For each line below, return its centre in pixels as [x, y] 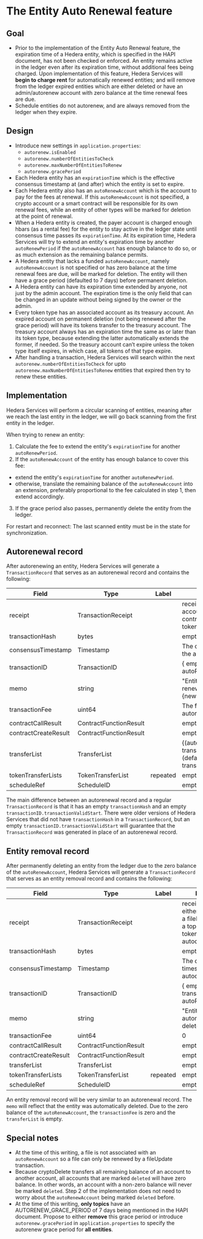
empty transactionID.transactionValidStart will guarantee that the [91, 826]
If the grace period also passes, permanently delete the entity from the [103, 508]
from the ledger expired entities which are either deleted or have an [99, 86]
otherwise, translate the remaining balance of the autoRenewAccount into [104, 484]
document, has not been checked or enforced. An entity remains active [104, 61]
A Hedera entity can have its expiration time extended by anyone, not [101, 287]
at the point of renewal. [44, 216]
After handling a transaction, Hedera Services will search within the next [105, 357]
